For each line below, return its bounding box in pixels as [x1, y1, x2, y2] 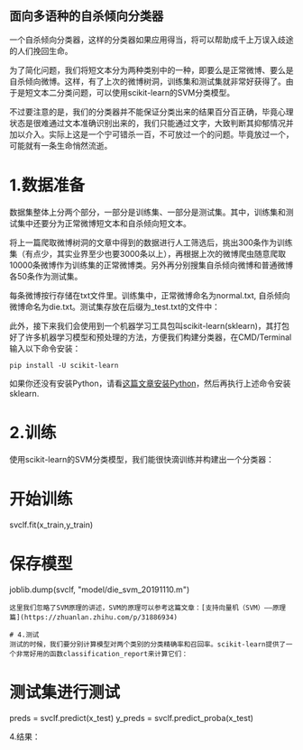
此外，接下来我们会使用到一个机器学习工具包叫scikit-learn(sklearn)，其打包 [9, 320, 290, 331]
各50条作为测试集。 [9, 270, 83, 281]
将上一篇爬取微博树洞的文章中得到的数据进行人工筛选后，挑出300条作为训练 [9, 237, 293, 248]
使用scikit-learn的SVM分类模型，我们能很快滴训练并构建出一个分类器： [9, 453, 275, 464]
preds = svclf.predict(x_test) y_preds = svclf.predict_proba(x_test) [9, 712, 254, 723]
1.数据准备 [9, 175, 86, 196]
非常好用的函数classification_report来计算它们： [15, 649, 188, 658]
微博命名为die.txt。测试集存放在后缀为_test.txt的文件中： [9, 301, 221, 312]
